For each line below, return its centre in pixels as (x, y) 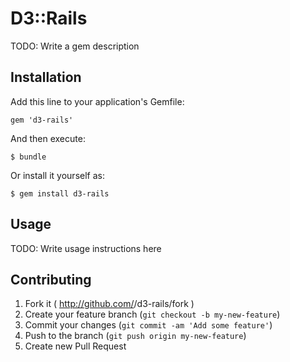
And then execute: (48, 138)
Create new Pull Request (75, 346)
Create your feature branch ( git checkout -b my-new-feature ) (152, 314)
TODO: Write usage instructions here (86, 248)
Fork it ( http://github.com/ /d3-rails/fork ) (109, 304)
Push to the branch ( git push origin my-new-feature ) (135, 336)
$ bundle (28, 157)
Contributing (51, 279)
